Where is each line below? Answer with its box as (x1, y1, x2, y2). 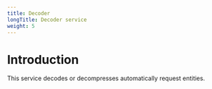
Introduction (7, 52, 79, 67)
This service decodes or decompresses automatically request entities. (7, 74, 205, 82)
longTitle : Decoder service (7, 16, 88, 23)
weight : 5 (7, 22, 36, 29)
